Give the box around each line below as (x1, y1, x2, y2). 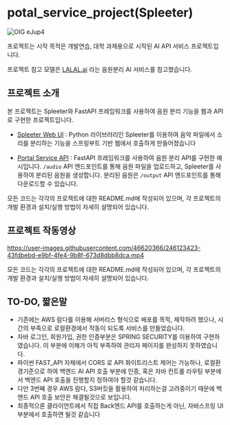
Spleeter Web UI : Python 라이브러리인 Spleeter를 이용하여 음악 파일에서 (17, 130, 216, 139)
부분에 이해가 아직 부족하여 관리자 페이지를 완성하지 (50, 342, 188, 350)
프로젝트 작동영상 (7, 225, 76, 237)
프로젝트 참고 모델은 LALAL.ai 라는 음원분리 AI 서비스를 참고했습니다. (7, 65, 193, 73)
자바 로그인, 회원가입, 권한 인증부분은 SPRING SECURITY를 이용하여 (17, 333, 202, 341)
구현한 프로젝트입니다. (14, 115, 74, 123)
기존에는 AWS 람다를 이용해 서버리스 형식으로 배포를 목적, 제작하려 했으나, (17, 315, 217, 324)
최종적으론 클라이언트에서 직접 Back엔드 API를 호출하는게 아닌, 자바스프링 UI (17, 402, 224, 410)
